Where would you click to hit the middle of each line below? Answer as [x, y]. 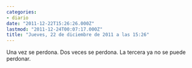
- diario [17, 18]
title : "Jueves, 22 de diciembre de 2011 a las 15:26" [78, 35]
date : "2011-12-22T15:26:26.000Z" [51, 23]
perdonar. [19, 59]
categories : [21, 12]
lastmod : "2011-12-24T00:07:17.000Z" [55, 29]
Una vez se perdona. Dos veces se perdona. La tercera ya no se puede [96, 52]
